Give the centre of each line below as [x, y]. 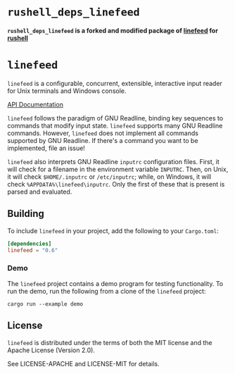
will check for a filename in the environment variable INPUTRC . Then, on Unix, [118, 169]
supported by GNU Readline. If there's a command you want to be [103, 140]
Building [26, 214]
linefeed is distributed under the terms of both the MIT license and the [110, 342]
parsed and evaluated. [40, 192]
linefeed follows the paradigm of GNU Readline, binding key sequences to [115, 118]
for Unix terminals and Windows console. [67, 91]
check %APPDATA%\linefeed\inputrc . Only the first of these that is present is [116, 184]
